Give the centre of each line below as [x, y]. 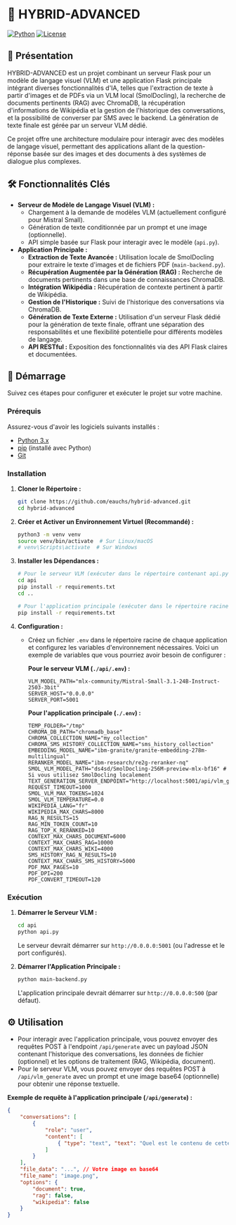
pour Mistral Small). [56, 219]
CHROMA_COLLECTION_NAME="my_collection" [88, 738]
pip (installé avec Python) [54, 448]
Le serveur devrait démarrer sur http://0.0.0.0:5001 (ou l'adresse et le [121, 945]
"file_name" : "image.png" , [59, 1176]
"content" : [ [64, 1136]
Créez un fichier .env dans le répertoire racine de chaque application [127, 640]
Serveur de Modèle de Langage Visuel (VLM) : [86, 205]
